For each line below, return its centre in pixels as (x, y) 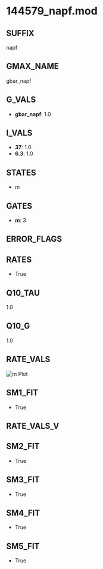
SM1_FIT (22, 393)
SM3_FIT (23, 480)
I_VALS (19, 133)
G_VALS (21, 100)
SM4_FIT (23, 513)
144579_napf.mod (52, 11)
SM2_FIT (23, 446)
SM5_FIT (23, 546)
